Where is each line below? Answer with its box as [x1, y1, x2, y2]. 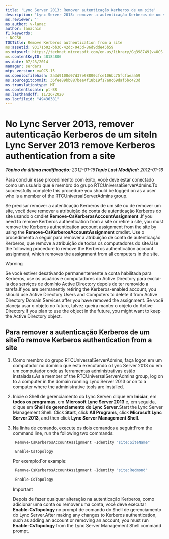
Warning [5, 261, 23, 267]
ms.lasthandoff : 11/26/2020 [5, 92, 64, 97]
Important [12, 486, 33, 492]
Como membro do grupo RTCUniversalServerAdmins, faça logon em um [12, 357, 162, 363]
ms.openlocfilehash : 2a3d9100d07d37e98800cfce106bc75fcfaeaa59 [5, 73, 141, 78]
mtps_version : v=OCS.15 [5, 69, 55, 74]
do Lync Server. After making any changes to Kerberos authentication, [12, 512, 157, 518]
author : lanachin [5, 26, 42, 31]
